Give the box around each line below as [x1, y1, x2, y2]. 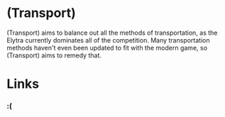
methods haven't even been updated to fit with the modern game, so [6, 43, 207, 52]
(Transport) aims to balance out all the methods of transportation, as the [6, 28, 218, 37]
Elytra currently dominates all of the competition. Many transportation [6, 35, 210, 44]
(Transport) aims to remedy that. [6, 51, 102, 60]
